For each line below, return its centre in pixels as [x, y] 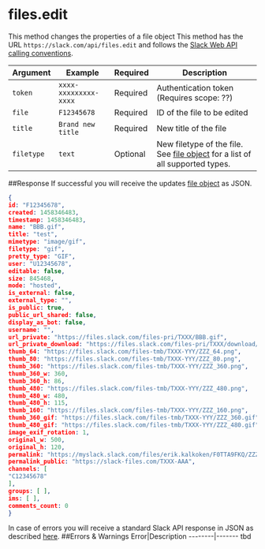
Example [82, 73]
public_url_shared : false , [52, 315]
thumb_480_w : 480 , [38, 396]
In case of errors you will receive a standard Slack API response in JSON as [131, 528]
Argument [32, 73]
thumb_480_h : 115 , [38, 403]
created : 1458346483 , [44, 212]
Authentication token [195, 88]
